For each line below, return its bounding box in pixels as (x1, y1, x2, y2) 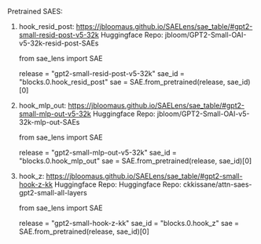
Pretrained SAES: (7, 7, 64, 16)
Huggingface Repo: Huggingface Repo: (53, 180, 182, 189)
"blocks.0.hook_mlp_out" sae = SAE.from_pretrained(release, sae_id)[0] (18, 156, 252, 166)
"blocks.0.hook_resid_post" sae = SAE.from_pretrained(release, (18, 78, 226, 86)
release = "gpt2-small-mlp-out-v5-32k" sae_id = (18, 148, 178, 157)
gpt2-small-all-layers (18, 188, 87, 197)
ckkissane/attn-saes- (182, 180, 252, 189)
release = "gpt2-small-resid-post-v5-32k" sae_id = (18, 69, 186, 78)
